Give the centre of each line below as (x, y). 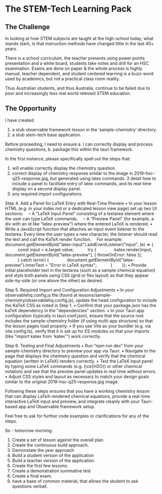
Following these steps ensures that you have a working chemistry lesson (77, 391)
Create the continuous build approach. (50, 445)
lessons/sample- (95, 295)
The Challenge (28, 27)
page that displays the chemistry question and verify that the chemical (75, 356)
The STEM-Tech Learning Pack (68, 9)
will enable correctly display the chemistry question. (64, 168)
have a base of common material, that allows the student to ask (75, 481)
